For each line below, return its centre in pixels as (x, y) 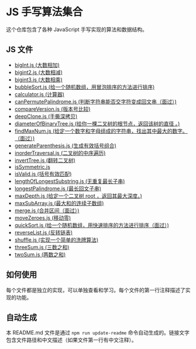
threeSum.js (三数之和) (42, 247)
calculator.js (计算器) (39, 94)
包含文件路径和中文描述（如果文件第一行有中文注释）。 (71, 340)
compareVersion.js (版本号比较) (52, 109)
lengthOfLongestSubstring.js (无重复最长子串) (70, 181)
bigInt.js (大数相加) (37, 65)
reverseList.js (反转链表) (44, 232)
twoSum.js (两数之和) (40, 254)
